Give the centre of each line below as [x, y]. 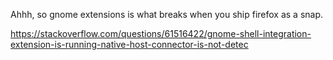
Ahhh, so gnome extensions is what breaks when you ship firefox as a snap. [167, 14]
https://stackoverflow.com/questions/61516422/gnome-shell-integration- [161, 33]
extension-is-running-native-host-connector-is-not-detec [129, 44]
